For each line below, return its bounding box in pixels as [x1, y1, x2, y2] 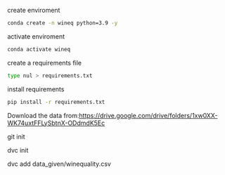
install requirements [7, 84, 65, 93]
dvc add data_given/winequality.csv [7, 160, 111, 168]
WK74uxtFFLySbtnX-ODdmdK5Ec [7, 119, 105, 127]
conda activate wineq [7, 46, 71, 53]
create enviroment [7, 6, 60, 14]
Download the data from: [7, 111, 79, 119]
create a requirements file [7, 58, 82, 67]
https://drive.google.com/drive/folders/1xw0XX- [79, 111, 218, 119]
